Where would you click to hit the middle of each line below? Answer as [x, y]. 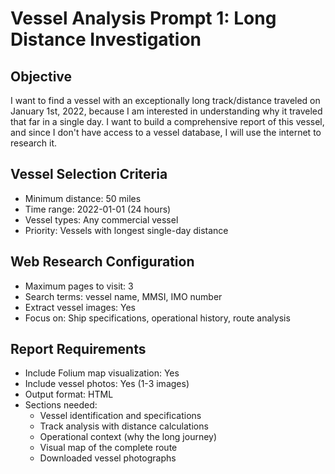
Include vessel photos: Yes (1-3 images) [107, 384]
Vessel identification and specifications [120, 416]
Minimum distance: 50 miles [83, 198]
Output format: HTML [69, 394]
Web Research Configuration [102, 262]
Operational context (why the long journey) [128, 437]
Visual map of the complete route [108, 448]
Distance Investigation [106, 39]
